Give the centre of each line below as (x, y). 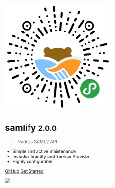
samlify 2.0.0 (31, 128)
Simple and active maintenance (44, 151)
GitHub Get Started (24, 171)
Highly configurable (32, 161)
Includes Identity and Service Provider (51, 156)
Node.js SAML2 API (37, 141)
